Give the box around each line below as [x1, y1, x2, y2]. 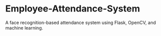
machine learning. [5, 24, 43, 30]
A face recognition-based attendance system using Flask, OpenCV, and [5, 19, 156, 25]
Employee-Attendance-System [5, 3, 141, 14]
